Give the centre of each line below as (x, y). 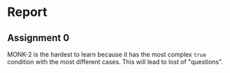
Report (27, 12)
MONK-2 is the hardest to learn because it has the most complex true (107, 54)
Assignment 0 (38, 38)
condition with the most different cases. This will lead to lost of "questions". (115, 62)
